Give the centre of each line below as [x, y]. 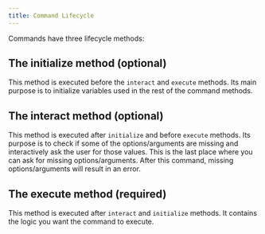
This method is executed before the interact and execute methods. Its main [132, 82]
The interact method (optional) [86, 116]
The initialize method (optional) [88, 63]
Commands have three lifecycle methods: [76, 38]
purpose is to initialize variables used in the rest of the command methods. [131, 91]
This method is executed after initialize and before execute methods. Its [129, 135]
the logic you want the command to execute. [81, 222]
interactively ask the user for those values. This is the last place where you [131, 152]
